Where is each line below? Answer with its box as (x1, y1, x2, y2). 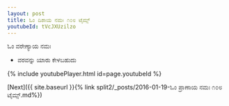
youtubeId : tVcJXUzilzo (7, 23, 77, 30)
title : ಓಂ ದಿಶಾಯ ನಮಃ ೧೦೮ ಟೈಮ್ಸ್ (7, 17, 90, 24)
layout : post (7, 10, 45, 17)
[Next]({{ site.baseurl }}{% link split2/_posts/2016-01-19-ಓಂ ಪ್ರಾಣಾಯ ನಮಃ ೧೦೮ (7, 83, 223, 91)
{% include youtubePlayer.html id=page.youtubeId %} (7, 70, 162, 78)
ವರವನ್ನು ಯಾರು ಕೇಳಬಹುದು (17, 56, 77, 64)
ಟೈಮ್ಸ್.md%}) (7, 91, 43, 99)
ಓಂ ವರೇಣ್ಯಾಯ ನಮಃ (7, 42, 52, 51)
